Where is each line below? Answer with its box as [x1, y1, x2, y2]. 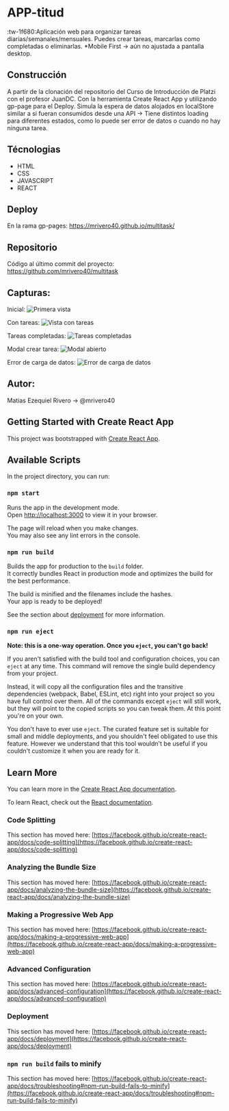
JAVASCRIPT [16, 176, 54, 184]
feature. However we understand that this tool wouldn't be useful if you [7, 740, 208, 748]
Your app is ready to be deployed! [7, 598, 103, 606]
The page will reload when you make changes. [7, 524, 139, 532]
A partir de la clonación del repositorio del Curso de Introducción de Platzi [7, 87, 216, 95]
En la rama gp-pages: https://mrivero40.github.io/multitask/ [7, 221, 175, 230]
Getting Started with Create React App [7, 416, 174, 428]
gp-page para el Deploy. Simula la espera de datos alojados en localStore [7, 101, 214, 110]
